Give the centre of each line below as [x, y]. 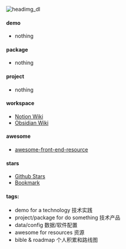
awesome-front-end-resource [51, 150]
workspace [20, 103]
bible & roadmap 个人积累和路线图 [56, 240]
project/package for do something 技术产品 [67, 218]
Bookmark [27, 183]
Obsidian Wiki [32, 122]
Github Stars [30, 176]
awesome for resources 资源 [49, 232]
